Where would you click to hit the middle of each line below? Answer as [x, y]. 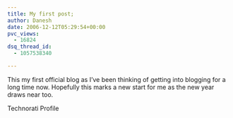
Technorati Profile [33, 108]
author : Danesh [30, 20]
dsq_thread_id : [30, 47]
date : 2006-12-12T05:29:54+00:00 [56, 27]
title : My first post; [41, 14]
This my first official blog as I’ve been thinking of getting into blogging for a [116, 79]
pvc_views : [23, 34]
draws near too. [30, 94]
